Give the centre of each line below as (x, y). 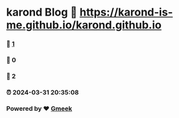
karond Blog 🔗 (42, 12)
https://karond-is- (126, 12)
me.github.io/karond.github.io (84, 25)
